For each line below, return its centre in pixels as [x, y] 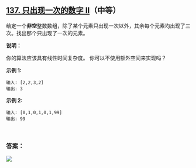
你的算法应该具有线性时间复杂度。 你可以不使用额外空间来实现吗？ [86, 58]
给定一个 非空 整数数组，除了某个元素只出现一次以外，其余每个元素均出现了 [96, 26]
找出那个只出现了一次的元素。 [52, 33]
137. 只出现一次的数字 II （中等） [63, 11]
